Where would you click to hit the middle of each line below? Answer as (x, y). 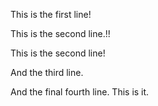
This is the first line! (51, 14)
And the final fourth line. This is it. (80, 92)
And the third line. (47, 72)
